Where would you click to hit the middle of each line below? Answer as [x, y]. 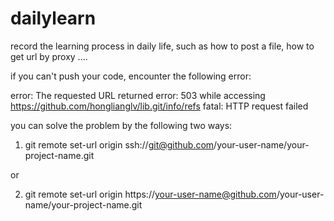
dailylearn [53, 18]
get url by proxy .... [49, 56]
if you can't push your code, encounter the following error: [131, 76]
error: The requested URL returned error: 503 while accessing [138, 95]
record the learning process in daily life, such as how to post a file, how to [162, 46]
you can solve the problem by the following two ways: [121, 125]
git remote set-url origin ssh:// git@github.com [119, 144]
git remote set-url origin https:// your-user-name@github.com [150, 194]
